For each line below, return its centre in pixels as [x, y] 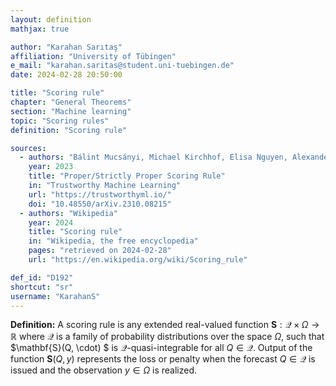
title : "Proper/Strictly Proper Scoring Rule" [127, 176]
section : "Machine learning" [71, 111]
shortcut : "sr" [42, 287]
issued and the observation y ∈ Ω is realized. [104, 370]
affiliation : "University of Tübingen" [93, 56]
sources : [28, 148]
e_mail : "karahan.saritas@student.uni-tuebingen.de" [122, 66]
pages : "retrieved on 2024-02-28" [100, 251]
